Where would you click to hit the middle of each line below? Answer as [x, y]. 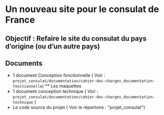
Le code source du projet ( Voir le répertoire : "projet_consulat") [79, 107]
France [20, 20]
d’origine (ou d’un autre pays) [53, 46]
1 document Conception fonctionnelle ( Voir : [59, 75]
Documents [24, 63]
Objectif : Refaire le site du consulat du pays [76, 38]
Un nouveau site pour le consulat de [82, 9]
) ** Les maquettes [62, 86]
